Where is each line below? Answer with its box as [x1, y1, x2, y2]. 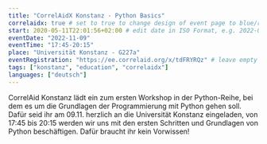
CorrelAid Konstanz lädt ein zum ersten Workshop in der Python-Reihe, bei [8, 92, 253, 102]
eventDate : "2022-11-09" [8, 33, 91, 42]
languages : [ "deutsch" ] [8, 71, 87, 79]
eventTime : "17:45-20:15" [8, 41, 94, 49]
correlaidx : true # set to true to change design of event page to [8, 19, 237, 27]
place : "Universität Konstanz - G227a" [8, 49, 141, 56]
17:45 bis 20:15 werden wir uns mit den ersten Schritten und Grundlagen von [8, 118, 258, 127]
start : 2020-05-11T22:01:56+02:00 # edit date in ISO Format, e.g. [8, 26, 237, 34]
